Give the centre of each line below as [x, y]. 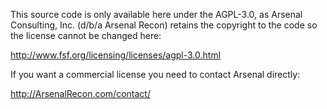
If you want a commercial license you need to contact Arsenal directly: [155, 74]
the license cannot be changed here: [86, 35]
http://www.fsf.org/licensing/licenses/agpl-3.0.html [116, 55]
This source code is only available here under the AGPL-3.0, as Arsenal [156, 14]
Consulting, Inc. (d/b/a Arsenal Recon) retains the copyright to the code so [164, 25]
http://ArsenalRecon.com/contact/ [80, 93]
